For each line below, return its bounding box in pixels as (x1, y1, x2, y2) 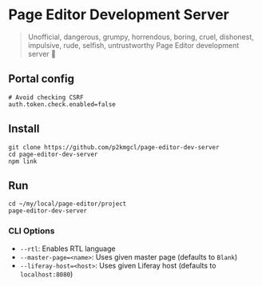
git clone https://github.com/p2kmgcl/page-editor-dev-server (8, 143, 220, 151)
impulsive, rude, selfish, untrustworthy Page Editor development (27, 40, 240, 50)
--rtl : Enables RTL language (19, 244, 116, 253)
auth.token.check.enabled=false (8, 100, 116, 109)
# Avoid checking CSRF (8, 93, 84, 101)
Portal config (8, 72, 74, 85)
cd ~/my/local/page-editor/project (8, 200, 127, 209)
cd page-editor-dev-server (8, 150, 98, 158)
